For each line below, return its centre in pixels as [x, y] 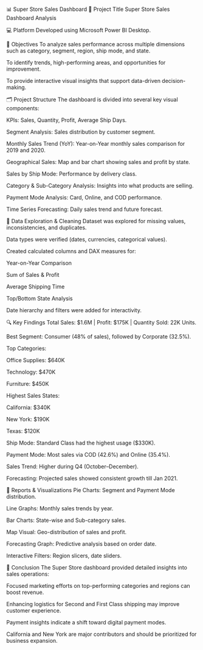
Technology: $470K [31, 372]
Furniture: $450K [28, 384]
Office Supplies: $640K [36, 360]
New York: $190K [28, 419]
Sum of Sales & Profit [33, 275]
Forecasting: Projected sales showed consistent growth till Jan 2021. [92, 478]
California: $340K [28, 407]
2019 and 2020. [26, 150]
